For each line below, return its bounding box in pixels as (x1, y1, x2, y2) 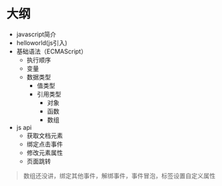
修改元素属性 (26, 148, 63, 157)
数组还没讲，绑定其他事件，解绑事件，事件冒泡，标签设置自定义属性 (23, 172, 216, 180)
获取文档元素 (26, 131, 63, 139)
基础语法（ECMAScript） (16, 47, 87, 55)
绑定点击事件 (26, 139, 63, 148)
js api (16, 123, 32, 131)
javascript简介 (16, 30, 56, 38)
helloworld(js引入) (16, 38, 68, 46)
